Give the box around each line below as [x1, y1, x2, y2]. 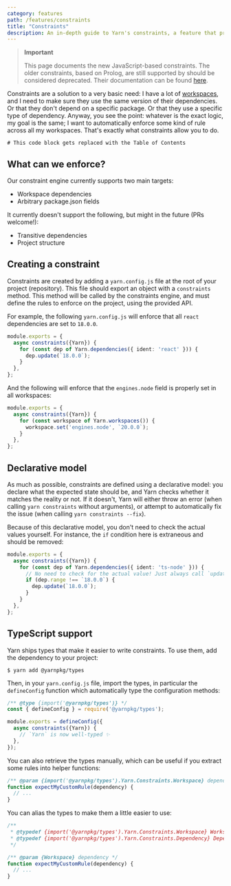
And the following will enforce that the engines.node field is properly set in [7, 384, 217, 392]
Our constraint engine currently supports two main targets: [7, 177, 174, 185]
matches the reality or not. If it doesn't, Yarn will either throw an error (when [7, 494, 222, 503]
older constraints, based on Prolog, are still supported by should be [23, 69, 215, 77]
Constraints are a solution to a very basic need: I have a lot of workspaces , [7, 90, 219, 98]
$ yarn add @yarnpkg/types [7, 667, 85, 674]
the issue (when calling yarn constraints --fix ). [7, 510, 146, 518]
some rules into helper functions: [7, 763, 101, 772]
